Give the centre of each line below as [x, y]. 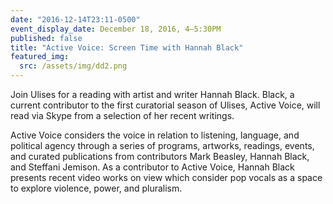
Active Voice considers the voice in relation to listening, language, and [155, 135]
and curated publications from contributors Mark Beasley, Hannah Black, [160, 156]
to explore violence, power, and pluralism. [96, 188]
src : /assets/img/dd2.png [73, 66]
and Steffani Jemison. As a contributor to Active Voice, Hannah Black [152, 167]
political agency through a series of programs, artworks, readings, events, [162, 145]
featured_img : [40, 57]
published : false [46, 38]
